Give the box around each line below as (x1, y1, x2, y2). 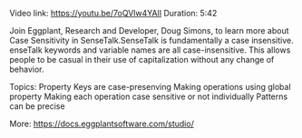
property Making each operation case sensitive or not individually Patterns (9, 91, 288, 102)
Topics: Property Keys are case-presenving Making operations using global (9, 82, 292, 92)
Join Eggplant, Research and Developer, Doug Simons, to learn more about (9, 25, 289, 35)
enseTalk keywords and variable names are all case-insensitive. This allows (9, 44, 291, 55)
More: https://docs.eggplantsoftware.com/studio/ (9, 118, 195, 129)
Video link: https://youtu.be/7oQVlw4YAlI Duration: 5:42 (9, 8, 218, 18)
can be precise (9, 101, 65, 112)
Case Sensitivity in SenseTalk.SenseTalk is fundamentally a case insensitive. (9, 35, 294, 45)
